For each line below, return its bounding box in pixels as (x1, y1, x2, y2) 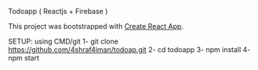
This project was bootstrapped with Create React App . (8, 22, 184, 30)
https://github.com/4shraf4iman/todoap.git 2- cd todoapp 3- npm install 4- (8, 45, 251, 54)
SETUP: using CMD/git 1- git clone (8, 37, 119, 46)
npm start (8, 54, 40, 62)
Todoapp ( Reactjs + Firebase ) (8, 7, 108, 16)
